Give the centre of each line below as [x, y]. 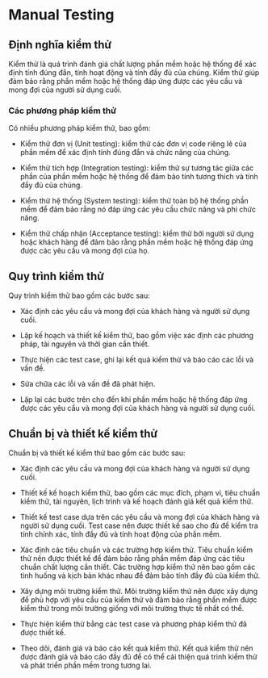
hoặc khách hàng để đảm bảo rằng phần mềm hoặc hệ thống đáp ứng [136, 242]
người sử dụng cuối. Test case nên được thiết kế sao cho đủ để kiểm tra [139, 525]
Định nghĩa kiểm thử [60, 45]
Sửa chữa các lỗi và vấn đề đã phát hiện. [88, 384]
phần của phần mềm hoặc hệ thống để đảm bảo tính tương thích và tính [139, 177]
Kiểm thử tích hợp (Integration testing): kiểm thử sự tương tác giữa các [137, 168]
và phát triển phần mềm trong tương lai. [86, 665]
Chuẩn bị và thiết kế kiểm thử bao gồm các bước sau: [97, 453]
